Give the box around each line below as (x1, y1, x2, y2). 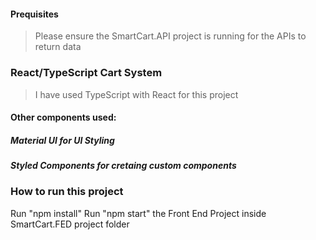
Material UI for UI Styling (10, 134, 115, 146)
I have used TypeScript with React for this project (34, 88, 239, 100)
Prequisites (10, 8, 59, 20)
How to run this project (10, 185, 124, 199)
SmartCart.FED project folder (10, 218, 130, 230)
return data (34, 41, 82, 53)
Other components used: (10, 111, 117, 124)
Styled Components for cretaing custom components (10, 160, 237, 172)
